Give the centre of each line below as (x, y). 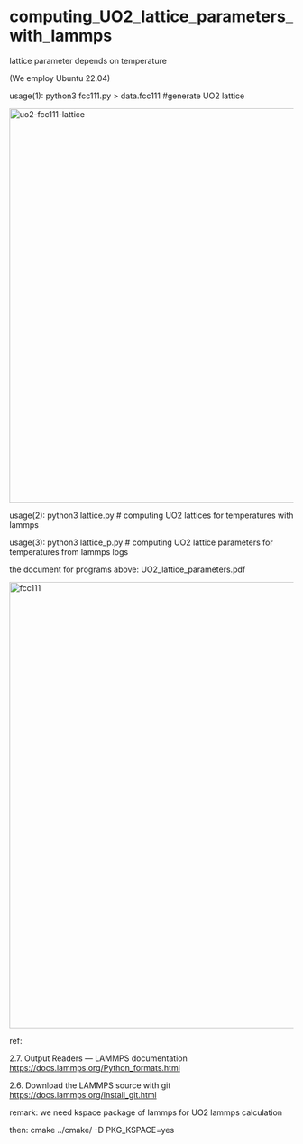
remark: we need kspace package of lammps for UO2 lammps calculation (146, 1112)
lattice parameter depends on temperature (88, 60)
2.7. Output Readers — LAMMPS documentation (98, 1058)
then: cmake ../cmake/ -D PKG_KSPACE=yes (92, 1130)
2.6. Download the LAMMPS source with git (90, 1085)
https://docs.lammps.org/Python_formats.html (95, 1067)
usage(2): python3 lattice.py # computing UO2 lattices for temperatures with (151, 515)
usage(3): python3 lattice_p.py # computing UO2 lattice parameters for (141, 542)
